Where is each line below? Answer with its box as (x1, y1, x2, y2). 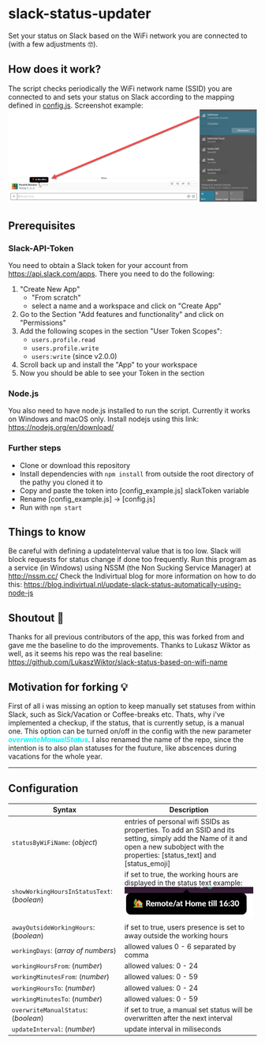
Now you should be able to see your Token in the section (19, 368, 205, 378)
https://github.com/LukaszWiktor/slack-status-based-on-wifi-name (8, 658, 228, 667)
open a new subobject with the (124, 842, 225, 851)
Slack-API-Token (8, 243, 74, 254)
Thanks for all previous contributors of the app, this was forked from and (8, 632, 244, 642)
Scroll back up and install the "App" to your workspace (19, 360, 198, 369)
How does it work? (8, 62, 102, 76)
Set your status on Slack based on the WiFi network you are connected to (8, 31, 248, 40)
